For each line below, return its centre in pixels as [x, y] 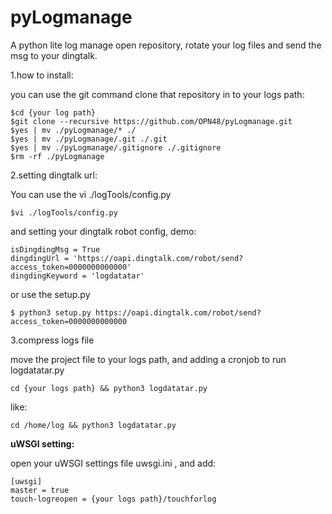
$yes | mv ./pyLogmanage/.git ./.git [89, 139]
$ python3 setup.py [51, 312]
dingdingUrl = [40, 258]
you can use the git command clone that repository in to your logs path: [157, 94]
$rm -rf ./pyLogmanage [57, 156]
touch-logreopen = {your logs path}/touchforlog [113, 499]
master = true [40, 490]
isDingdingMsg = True [55, 249]
